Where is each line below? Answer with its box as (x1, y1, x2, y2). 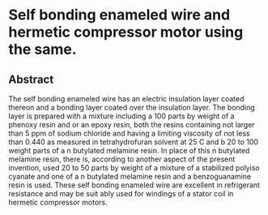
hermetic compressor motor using (8, 23, 244, 41)
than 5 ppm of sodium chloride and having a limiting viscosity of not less (8, 128, 250, 138)
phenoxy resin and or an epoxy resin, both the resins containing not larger (8, 120, 255, 129)
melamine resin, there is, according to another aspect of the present (8, 154, 236, 164)
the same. (8, 41, 77, 58)
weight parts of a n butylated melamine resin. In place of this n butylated (8, 146, 250, 155)
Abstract (8, 72, 54, 86)
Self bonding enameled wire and (8, 6, 231, 24)
